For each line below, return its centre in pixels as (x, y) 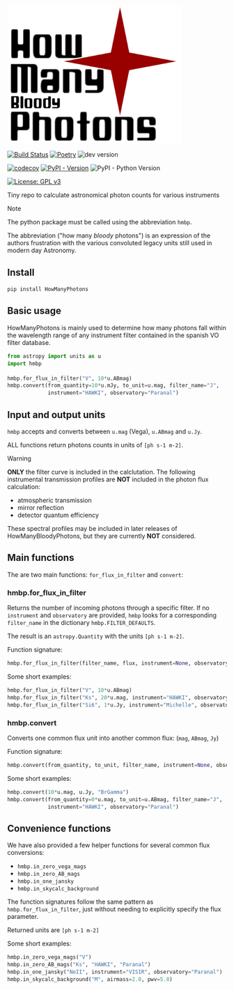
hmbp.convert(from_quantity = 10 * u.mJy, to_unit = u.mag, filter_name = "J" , (113, 386)
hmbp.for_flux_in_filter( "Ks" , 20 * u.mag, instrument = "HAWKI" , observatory (118, 697)
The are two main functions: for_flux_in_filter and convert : (95, 574)
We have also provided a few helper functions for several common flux (109, 845)
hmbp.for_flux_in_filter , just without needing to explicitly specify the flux (114, 909)
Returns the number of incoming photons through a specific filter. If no (109, 608)
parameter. (23, 917)
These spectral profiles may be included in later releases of (92, 528)
